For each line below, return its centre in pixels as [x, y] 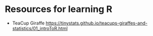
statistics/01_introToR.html [40, 28]
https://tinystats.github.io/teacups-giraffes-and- [97, 23]
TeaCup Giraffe [28, 23]
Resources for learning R [59, 9]
